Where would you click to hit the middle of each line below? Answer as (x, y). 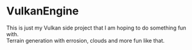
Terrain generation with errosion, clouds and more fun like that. (86, 40)
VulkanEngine (43, 11)
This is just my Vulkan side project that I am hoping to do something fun (96, 28)
